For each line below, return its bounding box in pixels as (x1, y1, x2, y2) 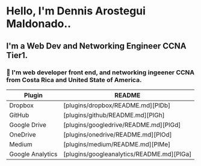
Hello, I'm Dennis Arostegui (6, 4, 146, 18)
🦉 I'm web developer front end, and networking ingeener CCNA (6, 68, 195, 76)
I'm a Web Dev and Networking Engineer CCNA (6, 41, 187, 51)
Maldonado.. (6, 17, 71, 31)
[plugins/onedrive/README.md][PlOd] (63, 130, 173, 138)
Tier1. (6, 50, 28, 61)
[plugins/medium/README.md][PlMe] (63, 140, 171, 148)
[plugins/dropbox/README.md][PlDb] (63, 101, 170, 109)
